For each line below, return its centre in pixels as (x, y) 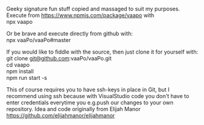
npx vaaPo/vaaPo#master (39, 40)
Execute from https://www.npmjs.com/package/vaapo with (80, 15)
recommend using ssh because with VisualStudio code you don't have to (98, 96)
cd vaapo (18, 65)
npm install (20, 71)
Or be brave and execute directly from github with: (69, 34)
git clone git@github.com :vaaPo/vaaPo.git (59, 58)
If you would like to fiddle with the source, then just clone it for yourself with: (102, 52)
